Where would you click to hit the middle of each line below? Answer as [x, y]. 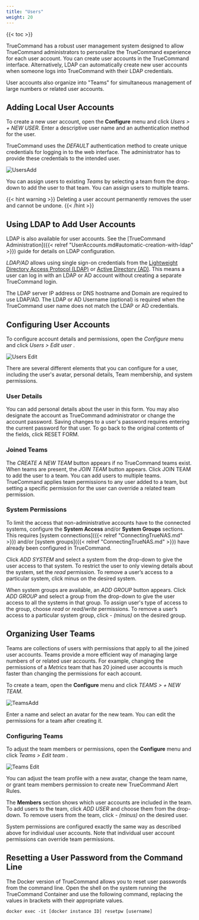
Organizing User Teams [50, 634]
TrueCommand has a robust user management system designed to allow [95, 46]
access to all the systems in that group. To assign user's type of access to [97, 602]
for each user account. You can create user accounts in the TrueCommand [98, 58]
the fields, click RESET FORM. [42, 434]
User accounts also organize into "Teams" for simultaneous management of [99, 82]
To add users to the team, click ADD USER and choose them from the [91, 808]
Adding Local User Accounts [60, 107]
